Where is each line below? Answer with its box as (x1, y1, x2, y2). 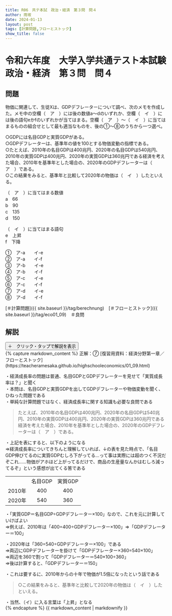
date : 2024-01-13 (5, 17, 42, 22)
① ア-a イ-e (5, 250, 43, 255)
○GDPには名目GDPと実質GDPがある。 (5, 134, 87, 140)
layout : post (5, 21, 33, 27)
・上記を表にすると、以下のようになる (5, 439, 86, 445)
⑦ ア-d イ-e (5, 288, 44, 294)
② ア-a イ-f (5, 256, 42, 262)
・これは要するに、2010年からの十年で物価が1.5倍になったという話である (5, 571, 160, 577)
